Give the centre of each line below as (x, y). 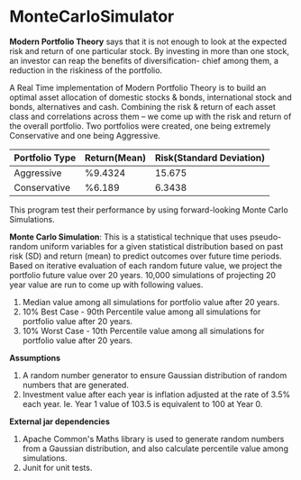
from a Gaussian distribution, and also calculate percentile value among (155, 448)
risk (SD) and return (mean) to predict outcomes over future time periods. (146, 256)
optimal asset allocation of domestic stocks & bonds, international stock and (151, 97)
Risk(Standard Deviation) (210, 158)
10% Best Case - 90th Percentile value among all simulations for (141, 312)
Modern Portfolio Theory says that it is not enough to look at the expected (148, 41)
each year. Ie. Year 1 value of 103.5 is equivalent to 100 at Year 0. (142, 403)
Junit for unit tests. (57, 467)
